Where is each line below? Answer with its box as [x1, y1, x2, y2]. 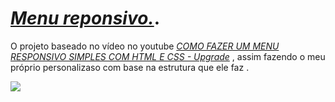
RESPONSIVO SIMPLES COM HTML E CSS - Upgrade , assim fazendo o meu [10, 50, 326, 62]
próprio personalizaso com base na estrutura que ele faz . [10, 61, 250, 73]
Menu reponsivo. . [10, 7, 161, 30]
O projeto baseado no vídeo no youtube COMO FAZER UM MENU [10, 40, 280, 52]
